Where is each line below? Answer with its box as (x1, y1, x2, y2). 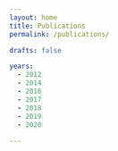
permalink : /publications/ (9, 29, 110, 38)
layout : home (9, 13, 58, 22)
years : (9, 62, 34, 71)
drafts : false (9, 46, 63, 55)
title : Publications (9, 21, 87, 30)
